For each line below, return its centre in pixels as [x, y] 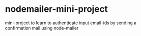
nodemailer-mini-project [56, 9]
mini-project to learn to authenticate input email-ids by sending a [71, 23]
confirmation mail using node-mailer [42, 28]
